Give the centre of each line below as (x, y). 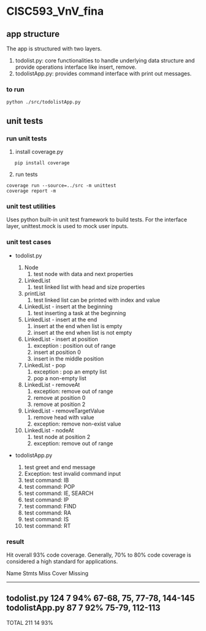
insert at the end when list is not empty (83, 332)
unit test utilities (31, 206)
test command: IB (47, 480)
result (15, 541)
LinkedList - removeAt (52, 384)
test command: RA (48, 513)
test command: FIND (50, 506)
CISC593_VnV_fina (55, 11)
